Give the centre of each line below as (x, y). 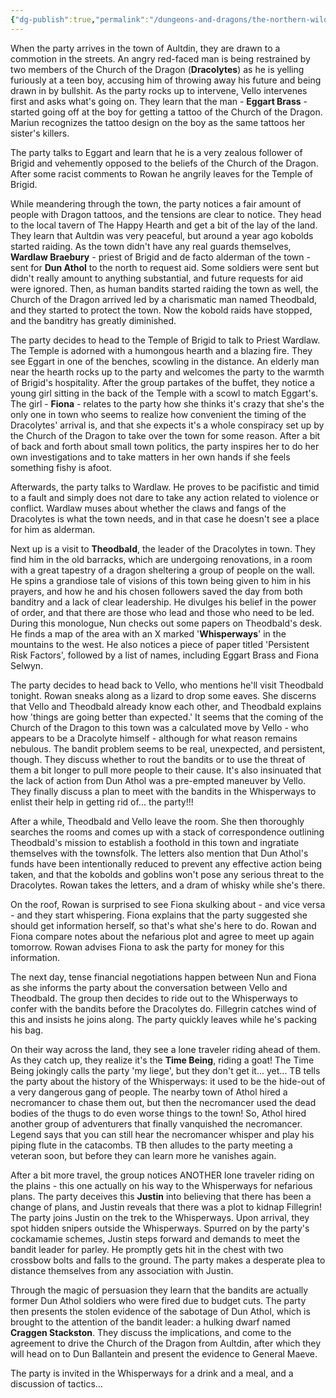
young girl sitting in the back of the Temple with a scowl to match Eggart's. (164, 393)
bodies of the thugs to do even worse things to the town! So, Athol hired (158, 1113)
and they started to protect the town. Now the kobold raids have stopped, (161, 310)
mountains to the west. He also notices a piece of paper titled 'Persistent (160, 644)
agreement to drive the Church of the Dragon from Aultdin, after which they (166, 1343)
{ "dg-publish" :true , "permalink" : (80, 19)
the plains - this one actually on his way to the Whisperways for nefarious (161, 1185)
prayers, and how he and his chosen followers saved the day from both (156, 591)
